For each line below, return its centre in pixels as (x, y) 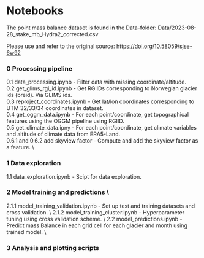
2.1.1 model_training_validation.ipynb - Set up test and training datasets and (100, 206)
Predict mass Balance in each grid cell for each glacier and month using (97, 225)
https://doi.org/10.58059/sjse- (154, 46)
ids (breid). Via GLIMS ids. (39, 95)
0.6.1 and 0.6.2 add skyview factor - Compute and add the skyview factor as (102, 141)
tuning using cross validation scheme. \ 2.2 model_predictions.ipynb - (94, 219)
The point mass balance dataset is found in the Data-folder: (81, 28)
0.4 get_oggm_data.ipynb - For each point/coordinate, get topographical (97, 115)
